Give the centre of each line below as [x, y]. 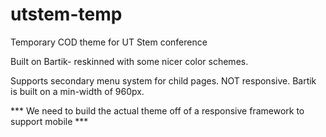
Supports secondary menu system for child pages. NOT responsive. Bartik [163, 80]
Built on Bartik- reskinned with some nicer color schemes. [129, 61]
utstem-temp [66, 14]
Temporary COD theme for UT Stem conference [109, 42]
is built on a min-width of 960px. [77, 91]
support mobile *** [49, 121]
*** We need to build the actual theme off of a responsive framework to [157, 110]
